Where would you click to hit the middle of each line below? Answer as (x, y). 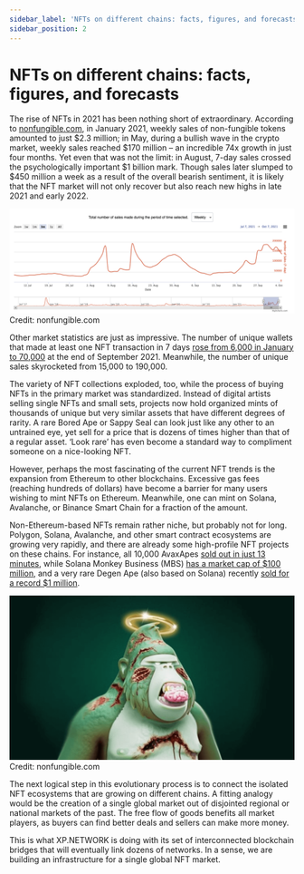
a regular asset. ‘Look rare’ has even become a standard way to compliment (151, 442)
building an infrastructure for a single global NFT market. (115, 859)
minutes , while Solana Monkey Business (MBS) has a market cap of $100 (145, 563)
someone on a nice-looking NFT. (71, 451)
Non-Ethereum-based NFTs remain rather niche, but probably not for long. (148, 525)
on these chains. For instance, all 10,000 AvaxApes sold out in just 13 (138, 554)
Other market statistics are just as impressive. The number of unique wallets (151, 337)
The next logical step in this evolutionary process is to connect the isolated (149, 784)
